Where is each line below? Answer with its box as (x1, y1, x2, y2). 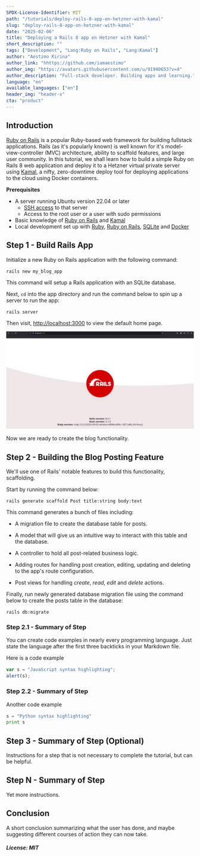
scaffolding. (6, 474, 36, 481)
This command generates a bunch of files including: (6, 509, 134, 516)
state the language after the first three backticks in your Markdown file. (6, 643, 180, 650)
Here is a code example (6, 654, 64, 662)
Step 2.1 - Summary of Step (6, 623, 87, 632)
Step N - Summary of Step (6, 775, 105, 786)
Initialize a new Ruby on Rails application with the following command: (6, 256, 178, 263)
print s (6, 719, 26, 725)
